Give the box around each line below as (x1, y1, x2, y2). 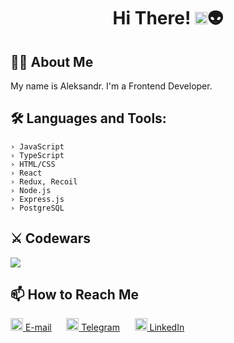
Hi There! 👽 (112, 7, 224, 30)
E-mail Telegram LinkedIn (24, 321, 185, 334)
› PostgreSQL (10, 203, 65, 213)
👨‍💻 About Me (10, 53, 94, 70)
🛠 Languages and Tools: (10, 110, 167, 127)
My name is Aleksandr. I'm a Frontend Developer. (10, 80, 213, 92)
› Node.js (10, 185, 52, 195)
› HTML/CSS (10, 159, 56, 169)
